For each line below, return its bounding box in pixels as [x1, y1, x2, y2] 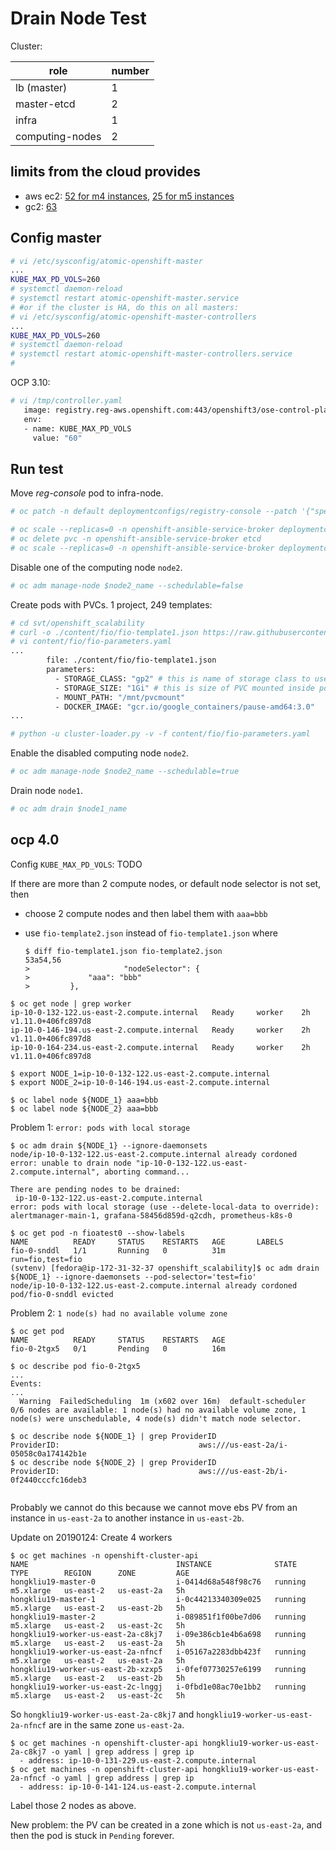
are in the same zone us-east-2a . [48, 1718, 185, 1731]
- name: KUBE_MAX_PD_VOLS [23, 423, 132, 434]
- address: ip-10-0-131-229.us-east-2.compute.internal [19, 1755, 257, 1766]
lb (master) [15, 80, 68, 94]
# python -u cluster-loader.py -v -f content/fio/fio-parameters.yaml [10, 729, 311, 739]
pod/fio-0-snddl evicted [10, 1289, 114, 1299]
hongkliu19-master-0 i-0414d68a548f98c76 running [10, 1577, 307, 1587]
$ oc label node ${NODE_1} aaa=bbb [10, 1095, 159, 1105]
